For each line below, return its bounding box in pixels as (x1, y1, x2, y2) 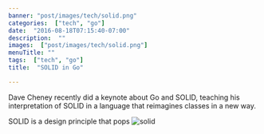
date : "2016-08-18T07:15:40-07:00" (8, 26, 130, 34)
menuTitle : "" (8, 49, 56, 57)
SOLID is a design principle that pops (8, 116, 130, 126)
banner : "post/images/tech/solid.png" (8, 11, 137, 20)
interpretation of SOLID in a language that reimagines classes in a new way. (8, 100, 257, 110)
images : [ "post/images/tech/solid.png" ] (8, 41, 148, 49)
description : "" (8, 33, 66, 42)
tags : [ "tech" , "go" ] (8, 57, 84, 65)
